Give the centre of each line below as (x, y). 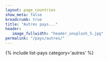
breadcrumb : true (24, 19)
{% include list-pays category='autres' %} (50, 53)
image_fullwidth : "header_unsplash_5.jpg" (58, 34)
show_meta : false (24, 15)
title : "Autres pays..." (32, 24)
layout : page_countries (31, 10)
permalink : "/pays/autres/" (35, 39)
